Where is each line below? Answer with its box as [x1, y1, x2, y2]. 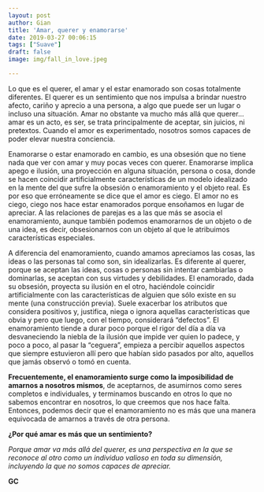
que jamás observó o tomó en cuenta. [8, 357, 132, 366]
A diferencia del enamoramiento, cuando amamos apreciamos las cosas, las [8, 248, 255, 257]
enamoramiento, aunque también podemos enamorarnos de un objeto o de [8, 216, 252, 225]
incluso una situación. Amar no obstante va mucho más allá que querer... [8, 109, 244, 118]
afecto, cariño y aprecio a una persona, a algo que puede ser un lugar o [8, 100, 241, 110]
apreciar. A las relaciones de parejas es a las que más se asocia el [8, 208, 223, 217]
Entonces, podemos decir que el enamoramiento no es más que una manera [8, 405, 256, 415]
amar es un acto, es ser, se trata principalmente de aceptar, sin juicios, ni [8, 117, 246, 127]
